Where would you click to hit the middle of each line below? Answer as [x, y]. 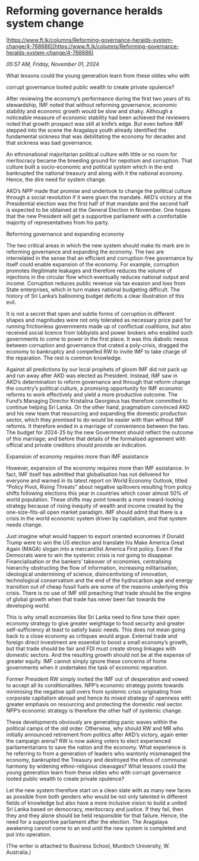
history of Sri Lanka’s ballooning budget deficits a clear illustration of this [95, 296]
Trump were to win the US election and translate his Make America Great [95, 542]
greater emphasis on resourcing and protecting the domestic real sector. [95, 704]
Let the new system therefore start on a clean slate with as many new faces [99, 790]
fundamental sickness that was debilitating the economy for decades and [96, 136]
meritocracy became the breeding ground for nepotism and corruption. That [99, 160]
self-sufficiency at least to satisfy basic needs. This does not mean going [96, 630]
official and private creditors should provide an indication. [77, 445]
